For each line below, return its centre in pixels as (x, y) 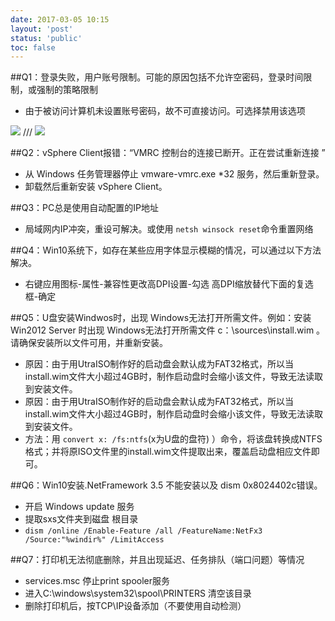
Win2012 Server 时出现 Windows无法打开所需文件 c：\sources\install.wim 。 (168, 330)
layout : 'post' (42, 29)
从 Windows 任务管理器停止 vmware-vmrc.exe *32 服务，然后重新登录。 (174, 174)
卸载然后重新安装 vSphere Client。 (96, 187)
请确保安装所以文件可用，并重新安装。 (89, 343)
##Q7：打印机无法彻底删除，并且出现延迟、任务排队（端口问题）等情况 (157, 560)
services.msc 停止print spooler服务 (97, 581)
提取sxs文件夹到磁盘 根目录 (81, 519)
